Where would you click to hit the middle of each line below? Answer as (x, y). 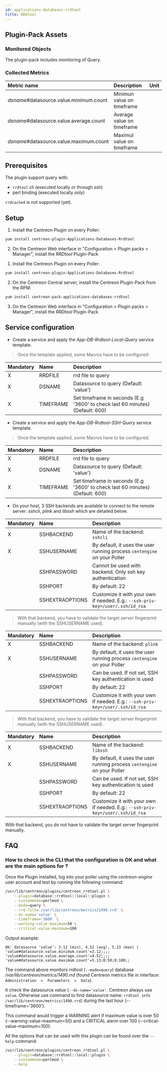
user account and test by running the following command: (64, 882)
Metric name (23, 85)
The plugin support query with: (37, 177)
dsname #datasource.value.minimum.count (58, 100)
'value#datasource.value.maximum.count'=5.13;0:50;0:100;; (68, 961)
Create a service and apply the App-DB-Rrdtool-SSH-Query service (82, 422)
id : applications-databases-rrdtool (43, 10)
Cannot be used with (116, 565)
